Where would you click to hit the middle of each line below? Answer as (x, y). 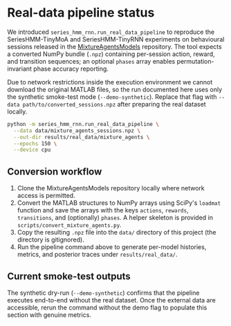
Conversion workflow (55, 171)
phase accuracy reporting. (71, 69)
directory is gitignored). (50, 239)
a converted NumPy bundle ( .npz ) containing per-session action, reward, (111, 54)
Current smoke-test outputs (69, 276)
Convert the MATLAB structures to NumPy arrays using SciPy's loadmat (119, 203)
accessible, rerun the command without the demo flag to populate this (107, 307)
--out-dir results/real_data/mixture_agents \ (82, 137)
